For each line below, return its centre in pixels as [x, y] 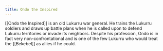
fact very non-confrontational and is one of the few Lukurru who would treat [81, 38]
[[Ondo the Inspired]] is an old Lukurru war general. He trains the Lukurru [79, 23]
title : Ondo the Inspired [31, 9]
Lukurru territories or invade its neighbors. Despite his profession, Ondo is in [82, 33]
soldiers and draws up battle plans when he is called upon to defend [73, 28]
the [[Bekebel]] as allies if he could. [41, 43]
